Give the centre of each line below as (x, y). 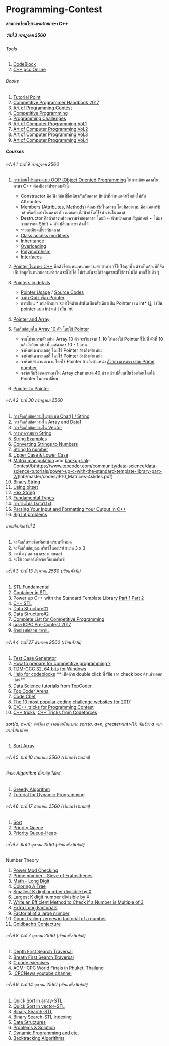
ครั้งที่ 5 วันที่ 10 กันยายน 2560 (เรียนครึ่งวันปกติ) (48, 757)
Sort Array (24, 746)
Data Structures (29, 1022)
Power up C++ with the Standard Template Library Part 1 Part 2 (78, 598)
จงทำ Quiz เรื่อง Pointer (42, 298)
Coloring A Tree (29, 886)
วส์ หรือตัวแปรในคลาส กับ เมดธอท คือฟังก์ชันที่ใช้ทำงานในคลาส (73, 213)
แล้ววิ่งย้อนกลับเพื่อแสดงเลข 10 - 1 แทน (54, 345)
